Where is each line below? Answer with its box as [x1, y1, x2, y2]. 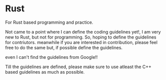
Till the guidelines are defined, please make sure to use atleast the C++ [5, 64, 152, 70]
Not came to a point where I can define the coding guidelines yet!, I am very [5, 29, 161, 35]
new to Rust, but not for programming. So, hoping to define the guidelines [5, 34, 157, 40]
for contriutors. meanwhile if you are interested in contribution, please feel [5, 39, 158, 45]
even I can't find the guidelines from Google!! [5, 54, 98, 60]
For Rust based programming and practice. [5, 19, 94, 25]
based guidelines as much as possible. [5, 69, 85, 75]
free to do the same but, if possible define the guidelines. [5, 44, 123, 50]
